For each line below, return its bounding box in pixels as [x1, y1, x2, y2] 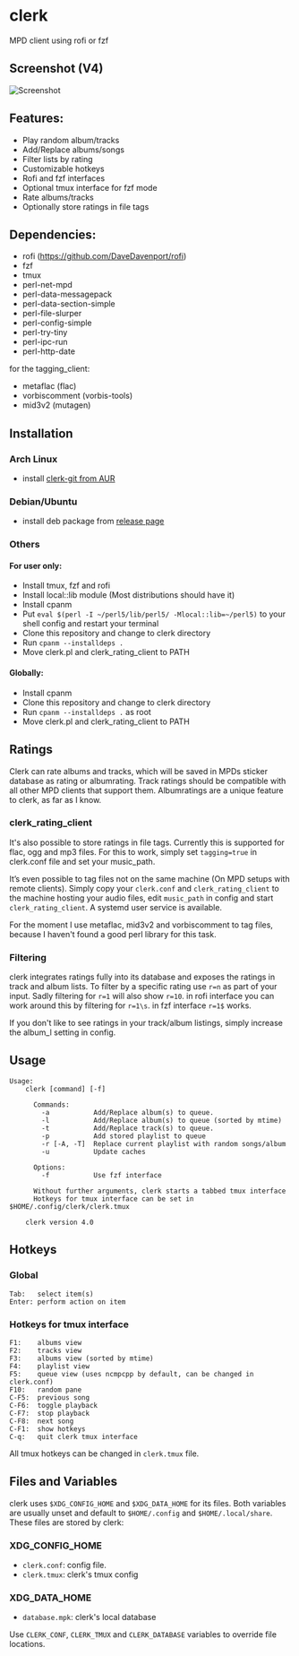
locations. [9, 1639, 46, 1650]
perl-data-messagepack [21, 289, 113, 300]
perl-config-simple [21, 317, 92, 328]
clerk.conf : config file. [21, 1560, 107, 1570]
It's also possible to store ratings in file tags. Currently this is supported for [9, 837, 285, 848]
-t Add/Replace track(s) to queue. [41, 1124, 215, 1133]
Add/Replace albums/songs [21, 144, 125, 155]
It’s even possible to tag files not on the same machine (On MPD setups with [9, 873, 290, 884]
